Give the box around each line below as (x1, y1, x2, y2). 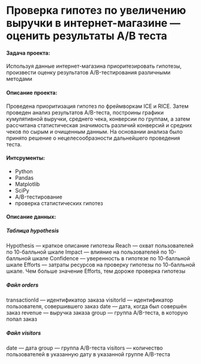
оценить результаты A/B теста (6, 29, 167, 43)
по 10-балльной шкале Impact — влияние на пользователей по (6, 248, 167, 255)
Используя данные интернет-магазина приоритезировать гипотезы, (6, 62, 182, 70)
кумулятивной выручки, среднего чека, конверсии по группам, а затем (6, 115, 190, 122)
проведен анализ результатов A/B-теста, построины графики (6, 109, 164, 116)
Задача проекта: (6, 49, 50, 56)
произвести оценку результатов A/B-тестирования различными (6, 69, 171, 76)
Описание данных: (6, 213, 56, 221)
